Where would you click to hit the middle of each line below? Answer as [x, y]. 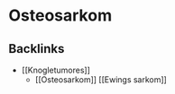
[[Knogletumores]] [56, 70]
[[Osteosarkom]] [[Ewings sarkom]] [101, 80]
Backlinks [37, 49]
